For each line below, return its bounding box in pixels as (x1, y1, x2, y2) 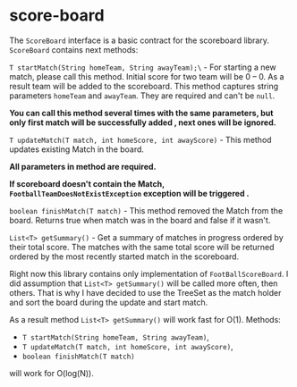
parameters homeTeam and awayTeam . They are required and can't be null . (9, 90, 276, 101)
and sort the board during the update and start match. (9, 297, 208, 307)
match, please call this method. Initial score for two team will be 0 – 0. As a (9, 71, 284, 81)
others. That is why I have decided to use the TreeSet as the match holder (9, 287, 282, 298)
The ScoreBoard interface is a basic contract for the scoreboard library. (9, 35, 270, 46)
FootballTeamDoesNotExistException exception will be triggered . (9, 188, 250, 198)
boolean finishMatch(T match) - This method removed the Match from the (9, 205, 284, 215)
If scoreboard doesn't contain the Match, (9, 178, 165, 189)
